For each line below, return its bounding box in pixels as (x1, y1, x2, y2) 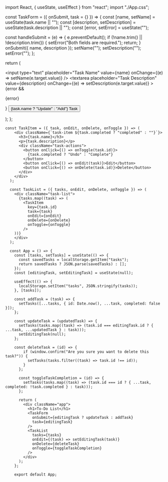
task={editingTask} (32, 419, 73, 424)
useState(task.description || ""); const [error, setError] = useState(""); (5, 25, 149, 31)
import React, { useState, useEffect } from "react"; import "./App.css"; (5, 5, 149, 10)
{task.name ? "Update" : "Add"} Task (11, 106, 78, 111)
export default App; (14, 472, 57, 477)
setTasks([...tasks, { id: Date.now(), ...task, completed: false (18, 301, 160, 306)
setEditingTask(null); (18, 332, 66, 337)
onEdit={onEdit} (27, 213, 62, 218)
